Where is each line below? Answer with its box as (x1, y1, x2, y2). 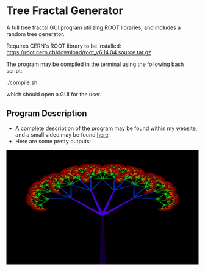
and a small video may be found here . (15, 131, 110, 138)
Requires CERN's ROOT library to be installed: (6, 42, 121, 49)
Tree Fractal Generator (6, 4, 123, 18)
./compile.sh (6, 79, 38, 86)
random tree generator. (6, 30, 65, 37)
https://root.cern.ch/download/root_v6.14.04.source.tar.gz (6, 48, 151, 56)
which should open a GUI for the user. (6, 90, 102, 98)
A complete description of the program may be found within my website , (15, 125, 198, 132)
